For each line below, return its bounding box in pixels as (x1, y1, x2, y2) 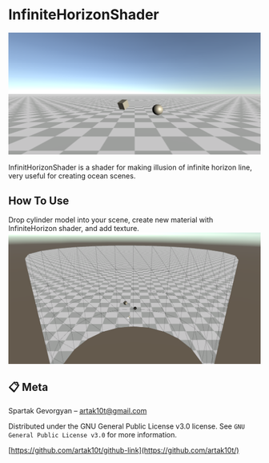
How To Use (8, 194, 70, 207)
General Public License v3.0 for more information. (8, 429, 178, 439)
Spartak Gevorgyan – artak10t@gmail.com (8, 405, 147, 415)
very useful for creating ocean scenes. (8, 170, 136, 181)
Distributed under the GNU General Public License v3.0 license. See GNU (8, 421, 246, 431)
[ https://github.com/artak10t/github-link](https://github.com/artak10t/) (8, 445, 239, 455)
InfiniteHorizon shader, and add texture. (8, 224, 140, 233)
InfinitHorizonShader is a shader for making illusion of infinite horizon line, (8, 162, 252, 172)
